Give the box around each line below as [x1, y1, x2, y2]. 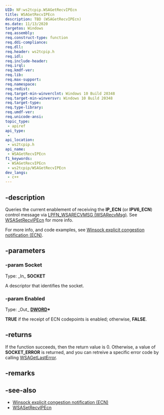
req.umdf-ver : [5, 109, 35, 115]
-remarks [5, 369, 35, 377]
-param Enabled [5, 295, 45, 302]
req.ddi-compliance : [5, 40, 48, 45]
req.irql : [5, 63, 26, 68]
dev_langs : [5, 170, 28, 175]
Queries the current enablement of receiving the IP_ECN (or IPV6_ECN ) [5, 206, 152, 212]
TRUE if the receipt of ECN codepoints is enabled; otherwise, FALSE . [5, 316, 147, 322]
